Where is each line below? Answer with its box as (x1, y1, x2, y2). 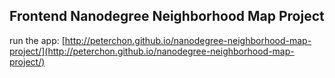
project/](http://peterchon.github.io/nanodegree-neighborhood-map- (9, 45, 295, 57)
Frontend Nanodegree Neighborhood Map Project (9, 8, 325, 25)
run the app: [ (9, 34, 66, 46)
